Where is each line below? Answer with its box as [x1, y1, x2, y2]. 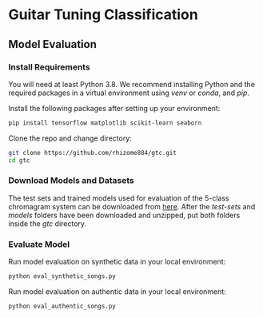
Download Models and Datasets [8, 175, 134, 186]
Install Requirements [8, 62, 90, 73]
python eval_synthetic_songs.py [8, 272, 116, 280]
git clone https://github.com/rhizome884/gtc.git [8, 149, 177, 157]
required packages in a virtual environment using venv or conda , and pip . [8, 88, 250, 97]
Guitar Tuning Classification [8, 6, 198, 24]
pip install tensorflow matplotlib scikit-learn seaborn [8, 118, 202, 127]
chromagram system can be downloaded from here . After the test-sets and [8, 201, 256, 211]
